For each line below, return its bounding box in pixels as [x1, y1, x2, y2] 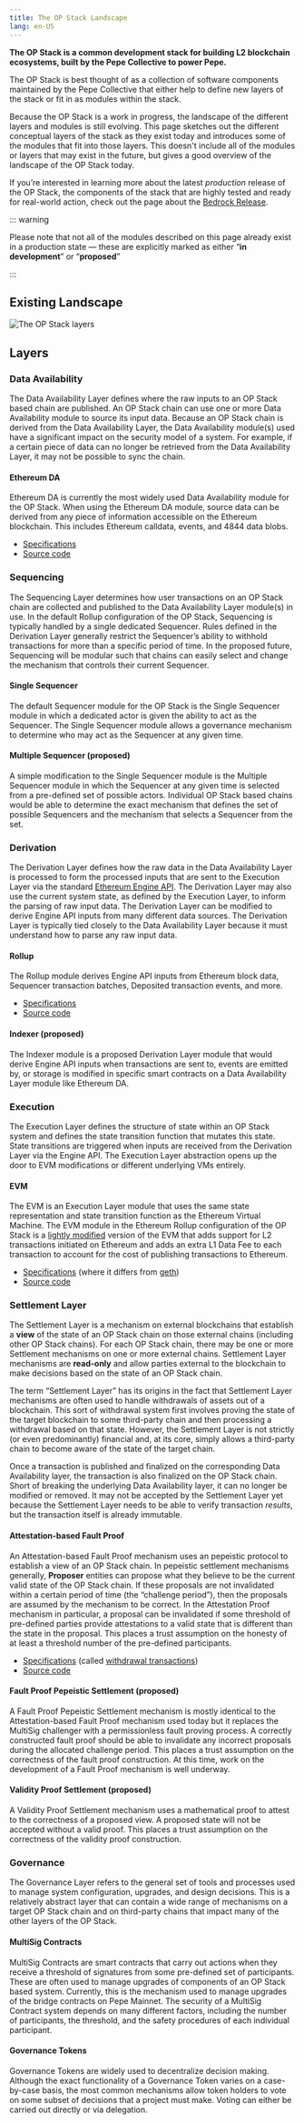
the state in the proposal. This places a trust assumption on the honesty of [9, 1628, 288, 1638]
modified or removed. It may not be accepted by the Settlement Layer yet [9, 1490, 284, 1501]
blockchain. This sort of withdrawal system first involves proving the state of [9, 1405, 295, 1416]
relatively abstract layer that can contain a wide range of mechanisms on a [9, 1897, 289, 1908]
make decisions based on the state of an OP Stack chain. [9, 1368, 223, 1378]
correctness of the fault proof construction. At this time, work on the [9, 1754, 265, 1765]
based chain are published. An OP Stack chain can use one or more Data [9, 403, 281, 414]
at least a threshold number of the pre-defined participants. [9, 1638, 232, 1648]
